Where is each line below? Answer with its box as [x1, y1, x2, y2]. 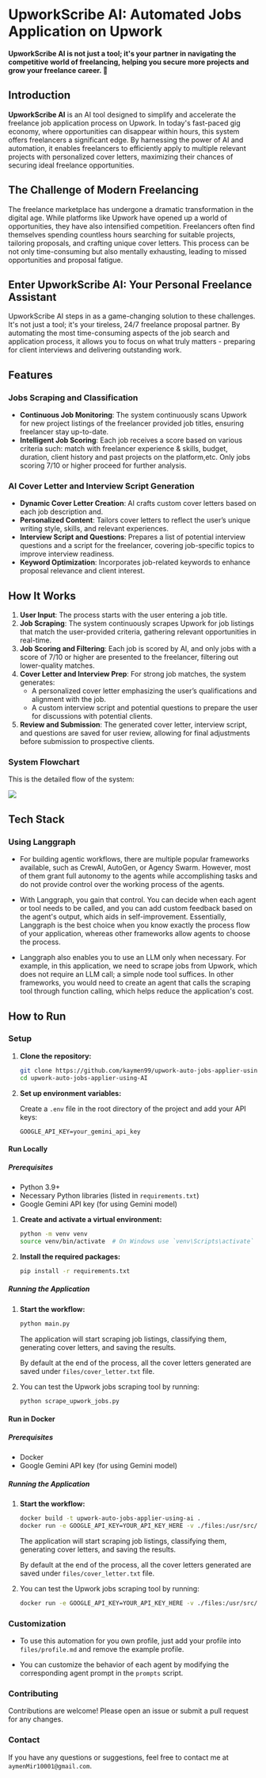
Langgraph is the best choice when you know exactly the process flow [19, 920, 251, 930]
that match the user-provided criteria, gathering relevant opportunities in [19, 627, 257, 637]
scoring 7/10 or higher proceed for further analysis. [19, 461, 188, 470]
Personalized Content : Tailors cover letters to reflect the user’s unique [19, 515, 251, 525]
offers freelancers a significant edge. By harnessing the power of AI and [8, 135, 244, 145]
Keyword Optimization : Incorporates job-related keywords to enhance [19, 557, 251, 567]
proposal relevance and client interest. [19, 566, 145, 576]
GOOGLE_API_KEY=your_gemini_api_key [19, 1128, 141, 1136]
